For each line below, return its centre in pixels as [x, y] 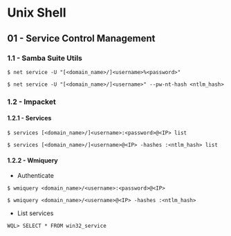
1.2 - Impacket [32, 102]
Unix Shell [37, 13]
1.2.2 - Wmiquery [33, 160]
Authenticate [35, 176]
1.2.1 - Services [29, 118]
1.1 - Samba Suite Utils [45, 58]
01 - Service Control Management [81, 38]
